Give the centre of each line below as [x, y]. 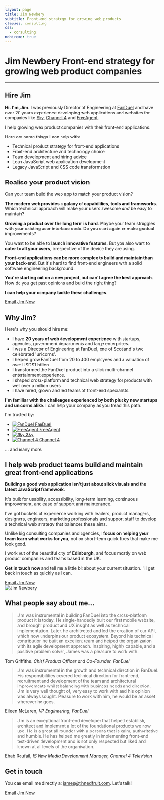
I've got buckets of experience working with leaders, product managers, [78, 514]
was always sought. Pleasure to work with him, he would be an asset [86, 696]
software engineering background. [40, 268]
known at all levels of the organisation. [56, 746]
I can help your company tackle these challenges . [56, 293]
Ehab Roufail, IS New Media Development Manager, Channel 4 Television [79, 756]
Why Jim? [21, 317]
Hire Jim [18, 96]
